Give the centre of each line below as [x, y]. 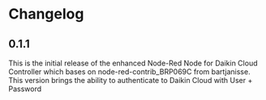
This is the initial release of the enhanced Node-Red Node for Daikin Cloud [133, 63]
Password [25, 89]
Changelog [46, 14]
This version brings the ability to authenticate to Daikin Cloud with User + [131, 80]
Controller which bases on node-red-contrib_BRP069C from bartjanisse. [129, 72]
